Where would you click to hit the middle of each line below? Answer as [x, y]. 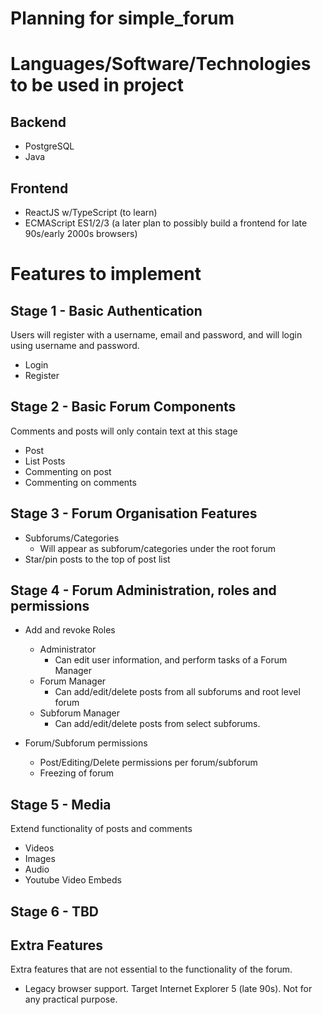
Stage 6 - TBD [54, 911]
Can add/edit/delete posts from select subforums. [157, 724]
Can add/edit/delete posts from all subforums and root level [177, 692]
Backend [38, 122]
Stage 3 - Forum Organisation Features [134, 513]
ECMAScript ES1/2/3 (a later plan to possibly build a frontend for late [166, 223]
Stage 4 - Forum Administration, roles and [143, 590]
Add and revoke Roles [70, 630]
